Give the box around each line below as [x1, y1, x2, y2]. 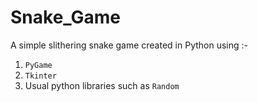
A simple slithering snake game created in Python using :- [10, 39, 249, 51]
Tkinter [24, 71, 57, 81]
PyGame [24, 60, 53, 70]
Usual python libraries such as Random [24, 79, 180, 91]
